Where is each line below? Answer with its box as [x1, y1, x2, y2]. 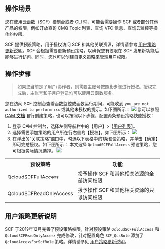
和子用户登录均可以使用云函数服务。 [43, 90, 116, 96]
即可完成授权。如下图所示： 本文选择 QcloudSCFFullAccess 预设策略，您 [12, 142, 157, 147]
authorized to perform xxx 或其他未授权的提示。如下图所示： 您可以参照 [5, 107, 159, 112]
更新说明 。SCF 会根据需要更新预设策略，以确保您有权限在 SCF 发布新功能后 [5, 47, 159, 53]
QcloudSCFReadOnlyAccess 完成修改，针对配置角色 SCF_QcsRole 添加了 [5, 232, 144, 238]
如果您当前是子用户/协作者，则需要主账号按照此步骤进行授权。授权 [17, 83, 152, 90]
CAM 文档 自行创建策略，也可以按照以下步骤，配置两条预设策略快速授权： [5, 112, 156, 118]
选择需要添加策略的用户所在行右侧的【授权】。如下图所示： [12, 129, 131, 135]
